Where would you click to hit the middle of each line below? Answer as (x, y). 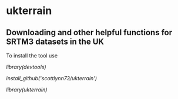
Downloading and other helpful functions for (89, 33)
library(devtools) (26, 67)
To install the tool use (32, 56)
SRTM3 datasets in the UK (55, 41)
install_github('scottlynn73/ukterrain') (52, 78)
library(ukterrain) (27, 90)
